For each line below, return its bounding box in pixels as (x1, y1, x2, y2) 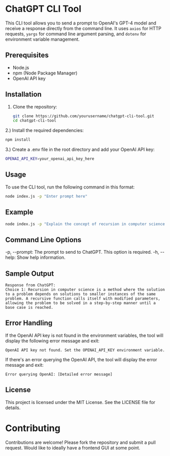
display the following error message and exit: (5, 337, 100, 344)
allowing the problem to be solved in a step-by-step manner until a (5, 301, 156, 306)
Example (5, 208, 34, 217)
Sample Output (5, 269, 54, 278)
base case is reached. (5, 305, 53, 310)
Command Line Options (5, 235, 81, 244)
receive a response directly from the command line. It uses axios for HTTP (5, 25, 162, 31)
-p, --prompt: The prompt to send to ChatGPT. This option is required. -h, (5, 249, 159, 255)
